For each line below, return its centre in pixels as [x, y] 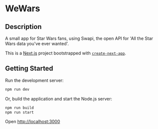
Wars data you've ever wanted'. [37, 44]
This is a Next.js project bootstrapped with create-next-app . [66, 53]
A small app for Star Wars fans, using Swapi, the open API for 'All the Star [79, 38]
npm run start [20, 112]
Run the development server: [34, 80]
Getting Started [29, 68]
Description [23, 27]
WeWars [23, 9]
